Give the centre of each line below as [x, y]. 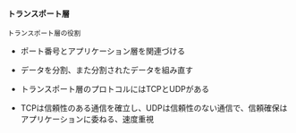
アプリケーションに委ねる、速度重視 [87, 120]
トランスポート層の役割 [44, 34]
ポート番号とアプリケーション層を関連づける [103, 51]
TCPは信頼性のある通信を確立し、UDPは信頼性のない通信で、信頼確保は [154, 108]
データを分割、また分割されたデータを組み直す [106, 71]
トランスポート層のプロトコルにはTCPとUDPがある [115, 89]
